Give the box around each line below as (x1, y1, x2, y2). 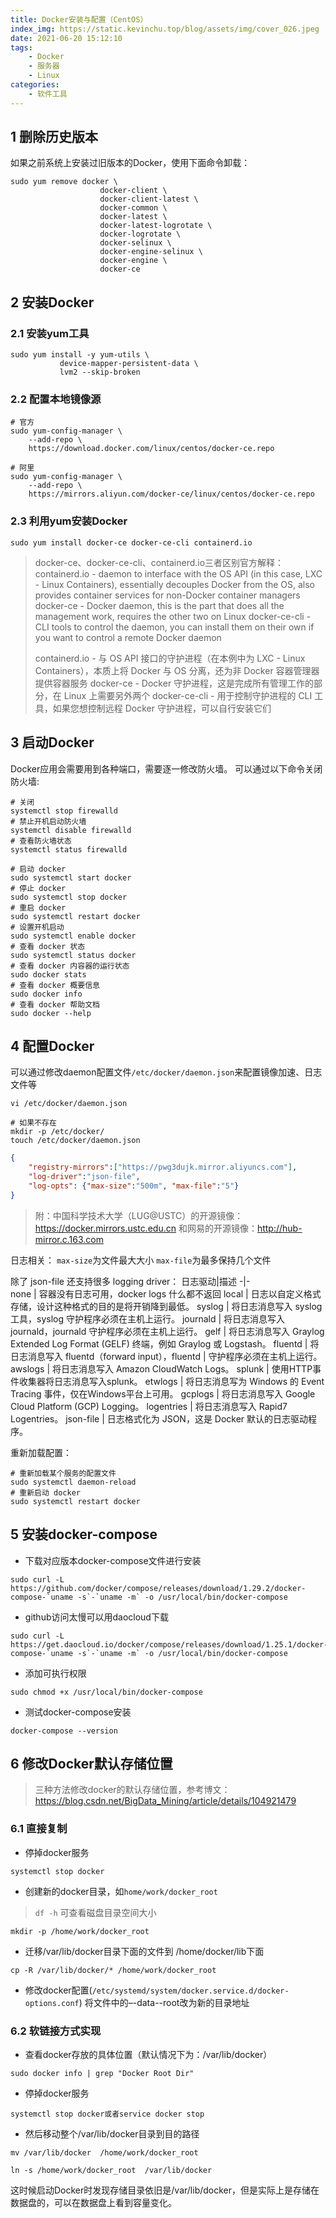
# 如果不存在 (10, 1118, 57, 1128)
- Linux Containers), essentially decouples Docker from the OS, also (34, 578, 315, 590)
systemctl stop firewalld (10, 806, 118, 816)
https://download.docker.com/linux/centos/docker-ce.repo (28, 444, 275, 454)
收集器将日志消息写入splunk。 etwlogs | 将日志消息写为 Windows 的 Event (18, 1375, 325, 1387)
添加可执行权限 (24, 1667, 87, 1679)
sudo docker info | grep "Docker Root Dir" (10, 2068, 195, 2078)
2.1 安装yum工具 (10, 326, 90, 340)
